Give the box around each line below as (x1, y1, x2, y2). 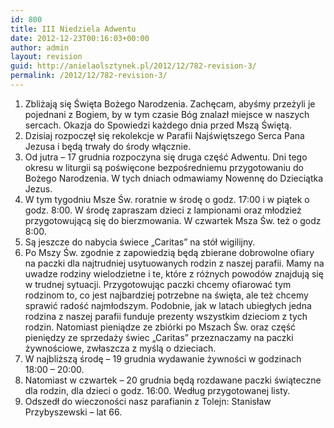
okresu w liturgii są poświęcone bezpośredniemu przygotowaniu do (24, 161, 304, 173)
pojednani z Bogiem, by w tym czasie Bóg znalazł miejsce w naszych (24, 108, 310, 120)
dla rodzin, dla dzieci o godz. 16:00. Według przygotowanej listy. (24, 384, 291, 396)
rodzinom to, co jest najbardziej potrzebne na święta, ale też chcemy (24, 289, 309, 301)
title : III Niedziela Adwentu (10, 24, 137, 34)
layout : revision (10, 52, 83, 62)
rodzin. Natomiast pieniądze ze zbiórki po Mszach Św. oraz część (24, 321, 297, 333)
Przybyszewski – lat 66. (24, 406, 123, 418)
